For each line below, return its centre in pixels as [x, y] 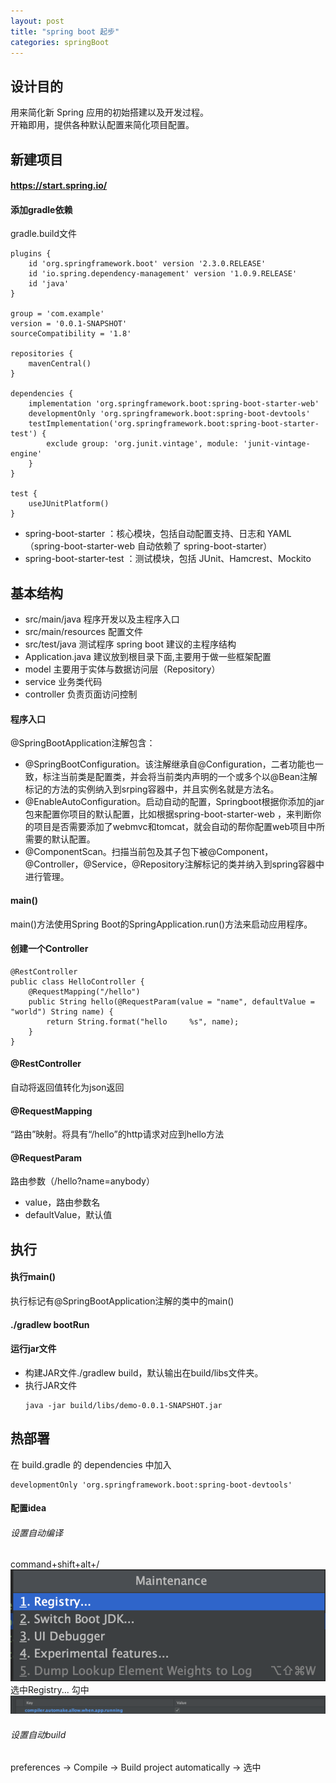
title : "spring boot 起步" [65, 31]
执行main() [33, 1277]
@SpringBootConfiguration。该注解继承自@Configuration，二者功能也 [169, 764]
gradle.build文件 [44, 234]
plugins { [31, 254]
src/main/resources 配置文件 [83, 632]
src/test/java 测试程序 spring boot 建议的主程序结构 [130, 644]
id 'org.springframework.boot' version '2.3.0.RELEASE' [147, 264]
